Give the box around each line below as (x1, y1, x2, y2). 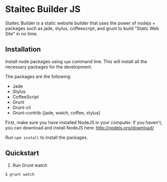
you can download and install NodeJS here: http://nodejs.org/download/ (5, 124, 154, 130)
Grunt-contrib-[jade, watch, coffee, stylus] (12, 109, 100, 115)
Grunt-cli (12, 104, 31, 110)
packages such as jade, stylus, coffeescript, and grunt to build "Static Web (5, 25, 159, 31)
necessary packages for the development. (5, 63, 92, 69)
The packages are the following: (5, 73, 71, 79)
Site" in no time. (5, 30, 38, 36)
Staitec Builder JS (5, 3, 81, 15)
